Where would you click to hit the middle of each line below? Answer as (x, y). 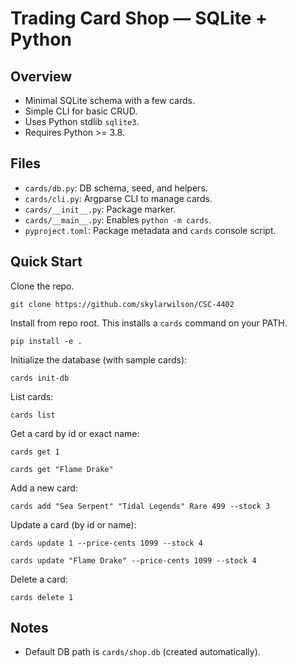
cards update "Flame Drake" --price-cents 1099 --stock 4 (133, 560)
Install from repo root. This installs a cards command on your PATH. (149, 323)
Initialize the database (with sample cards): (99, 359)
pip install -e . (46, 341)
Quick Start (46, 262)
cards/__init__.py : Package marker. (100, 209)
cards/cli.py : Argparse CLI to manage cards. (118, 198)
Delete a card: (39, 579)
